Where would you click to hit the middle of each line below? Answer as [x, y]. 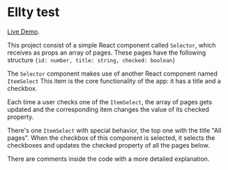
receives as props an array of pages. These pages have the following [107, 52]
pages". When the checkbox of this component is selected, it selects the [111, 138]
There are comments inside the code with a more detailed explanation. [108, 159]
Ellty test [33, 12]
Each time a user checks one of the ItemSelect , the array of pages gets [110, 101]
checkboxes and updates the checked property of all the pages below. [109, 145]
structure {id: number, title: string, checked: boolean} [91, 59]
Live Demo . [23, 31]
